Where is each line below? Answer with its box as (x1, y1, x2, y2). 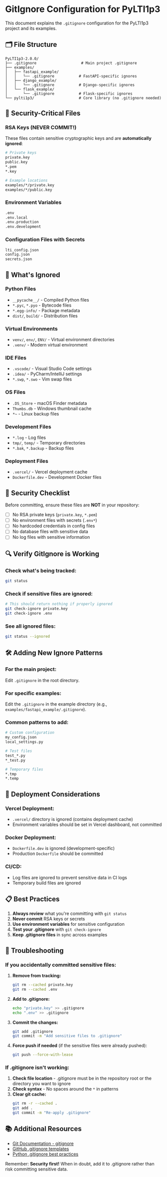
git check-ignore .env (5, 611, 52, 616)
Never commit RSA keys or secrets (12, 916, 85, 922)
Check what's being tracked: (5, 567, 77, 574)
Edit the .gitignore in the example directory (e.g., (5, 701, 107, 707)
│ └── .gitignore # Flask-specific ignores (5, 91, 133, 96)
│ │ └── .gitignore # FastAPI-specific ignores (5, 73, 137, 78)
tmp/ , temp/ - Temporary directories (12, 440, 86, 446)
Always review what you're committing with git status (12, 910, 127, 917)
